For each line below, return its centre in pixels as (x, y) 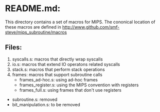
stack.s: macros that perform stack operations (58, 69)
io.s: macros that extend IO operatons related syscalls (66, 64)
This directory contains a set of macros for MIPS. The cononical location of (80, 22)
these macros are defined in (33, 27)
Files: (13, 47)
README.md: (33, 8)
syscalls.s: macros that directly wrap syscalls (57, 59)
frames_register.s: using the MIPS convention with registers (79, 85)
